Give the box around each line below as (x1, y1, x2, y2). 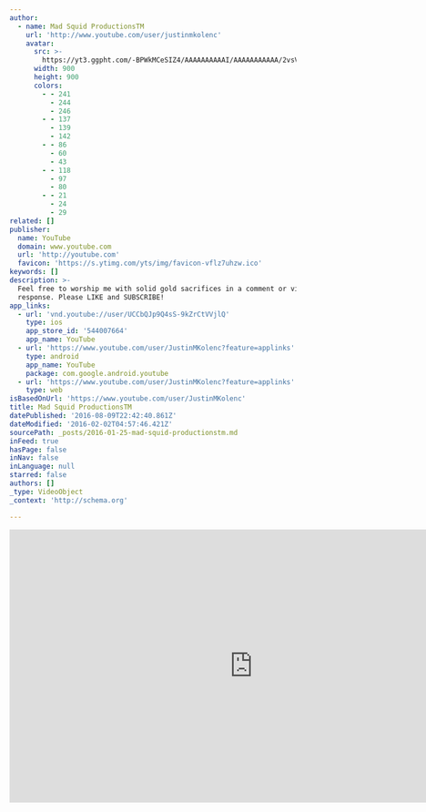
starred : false (9, 471, 67, 480)
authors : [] (9, 479, 55, 488)
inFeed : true (9, 436, 59, 446)
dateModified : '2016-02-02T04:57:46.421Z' (9, 420, 173, 429)
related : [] (9, 216, 55, 226)
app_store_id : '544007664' (25, 327, 128, 336)
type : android (25, 351, 79, 360)
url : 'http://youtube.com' (17, 250, 120, 259)
